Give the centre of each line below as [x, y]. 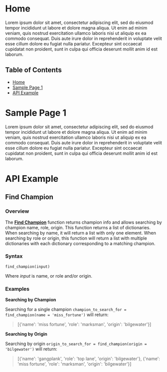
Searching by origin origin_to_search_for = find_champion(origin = [76, 344]
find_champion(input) [28, 267]
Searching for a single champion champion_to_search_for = [66, 310]
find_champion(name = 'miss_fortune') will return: [57, 315]
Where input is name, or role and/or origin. [49, 276]
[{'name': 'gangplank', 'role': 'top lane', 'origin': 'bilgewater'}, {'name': [89, 359]
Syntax [14, 256]
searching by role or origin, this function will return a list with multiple [76, 238]
